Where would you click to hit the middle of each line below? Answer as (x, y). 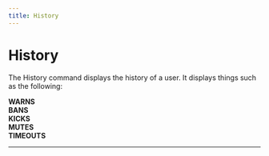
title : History (34, 16)
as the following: (35, 86)
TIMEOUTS (27, 135)
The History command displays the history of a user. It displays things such (132, 78)
